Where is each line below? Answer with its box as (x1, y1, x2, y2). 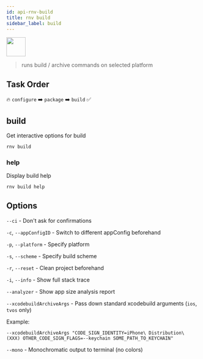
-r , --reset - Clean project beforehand (6, 264, 104, 272)
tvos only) (6, 306, 32, 313)
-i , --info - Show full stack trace (6, 276, 90, 283)
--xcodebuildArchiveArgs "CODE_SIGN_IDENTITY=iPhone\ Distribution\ (6, 330, 185, 336)
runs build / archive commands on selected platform (21, 62, 153, 69)
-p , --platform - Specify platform (6, 241, 90, 248)
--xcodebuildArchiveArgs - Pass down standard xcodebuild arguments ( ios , (6, 300, 197, 307)
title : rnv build (6, 15, 51, 21)
